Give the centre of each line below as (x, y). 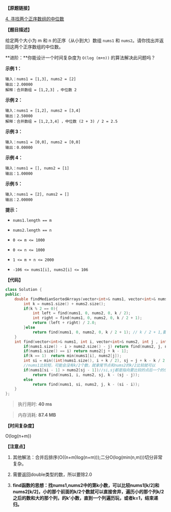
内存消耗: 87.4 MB (37, 415)
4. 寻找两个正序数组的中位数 (35, 19)
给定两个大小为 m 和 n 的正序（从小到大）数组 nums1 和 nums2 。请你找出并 (82, 41)
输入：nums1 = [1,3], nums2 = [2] (41, 79)
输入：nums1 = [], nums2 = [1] (37, 168)
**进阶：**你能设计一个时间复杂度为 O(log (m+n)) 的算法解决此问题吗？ (80, 58)
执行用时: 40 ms (35, 404)
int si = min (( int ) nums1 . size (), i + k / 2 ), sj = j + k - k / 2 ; (95, 361)
